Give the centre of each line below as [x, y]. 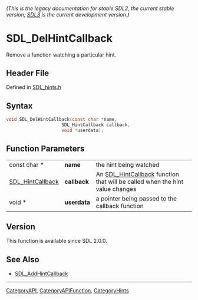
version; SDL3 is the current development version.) [68, 14]
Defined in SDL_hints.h [34, 87]
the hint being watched [128, 164]
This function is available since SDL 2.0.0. [57, 241]
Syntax [19, 106]
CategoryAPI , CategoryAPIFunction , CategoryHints [67, 291]
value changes [116, 189]
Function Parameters [45, 149]
